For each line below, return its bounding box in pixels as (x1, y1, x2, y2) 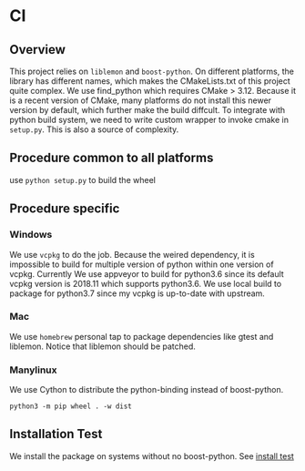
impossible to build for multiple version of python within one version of (9, 259, 275, 270)
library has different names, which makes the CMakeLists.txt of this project (9, 76, 291, 87)
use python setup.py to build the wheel (9, 174, 157, 185)
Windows (9, 229, 53, 241)
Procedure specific (9, 201, 120, 217)
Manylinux (9, 363, 57, 376)
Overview (9, 42, 66, 57)
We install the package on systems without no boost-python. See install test (9, 450, 294, 461)
